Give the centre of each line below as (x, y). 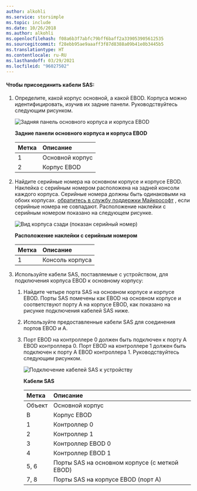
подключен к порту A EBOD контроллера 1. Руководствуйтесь (101, 352)
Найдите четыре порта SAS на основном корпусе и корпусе (99, 292)
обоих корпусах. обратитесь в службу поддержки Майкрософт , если (102, 200)
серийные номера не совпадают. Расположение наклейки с (90, 206)
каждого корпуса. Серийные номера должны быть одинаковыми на (100, 194)
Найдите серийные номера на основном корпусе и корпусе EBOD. (98, 181)
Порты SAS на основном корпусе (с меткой (116, 462)
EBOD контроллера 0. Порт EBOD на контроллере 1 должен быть (105, 346)
